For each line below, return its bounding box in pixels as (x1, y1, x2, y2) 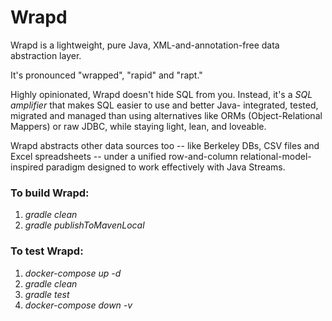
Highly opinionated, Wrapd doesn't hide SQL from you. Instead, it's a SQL (10, 88, 313, 100)
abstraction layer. (10, 49, 82, 61)
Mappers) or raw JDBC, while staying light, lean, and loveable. (10, 120, 267, 132)
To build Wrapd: (10, 186, 90, 200)
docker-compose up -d (24, 267, 122, 279)
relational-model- (239, 150, 312, 162)
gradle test (24, 288, 70, 300)
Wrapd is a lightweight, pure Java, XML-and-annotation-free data (10, 39, 280, 51)
